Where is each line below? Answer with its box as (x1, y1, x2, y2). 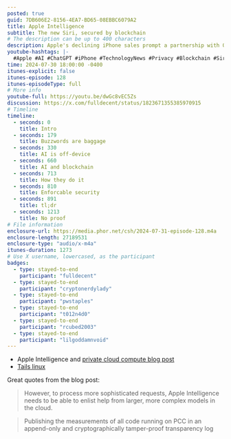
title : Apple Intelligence (7, 23, 85, 30)
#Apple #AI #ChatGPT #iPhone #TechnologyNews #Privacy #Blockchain (13, 55, 211, 62)
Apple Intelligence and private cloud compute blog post (16, 355, 175, 363)
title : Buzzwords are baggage (19, 138, 107, 145)
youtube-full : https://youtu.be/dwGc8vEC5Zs (7, 94, 137, 100)
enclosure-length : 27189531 (7, 234, 88, 241)
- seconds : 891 (13, 195, 57, 203)
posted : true (7, 10, 45, 17)
